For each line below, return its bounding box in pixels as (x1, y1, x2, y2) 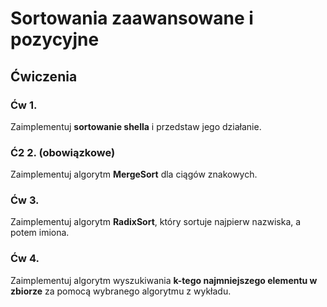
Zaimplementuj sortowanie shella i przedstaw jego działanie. (10, 120, 262, 132)
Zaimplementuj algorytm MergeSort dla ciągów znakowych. (10, 168, 258, 181)
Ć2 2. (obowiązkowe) (10, 145, 116, 159)
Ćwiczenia (10, 68, 78, 85)
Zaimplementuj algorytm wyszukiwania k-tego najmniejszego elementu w (10, 274, 318, 286)
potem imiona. (10, 227, 70, 239)
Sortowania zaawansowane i (10, 7, 254, 30)
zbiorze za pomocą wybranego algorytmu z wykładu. (10, 285, 232, 297)
